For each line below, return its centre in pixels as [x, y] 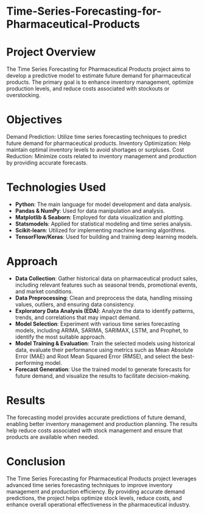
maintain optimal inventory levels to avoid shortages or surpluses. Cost [95, 150]
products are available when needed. [53, 437]
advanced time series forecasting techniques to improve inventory [90, 485]
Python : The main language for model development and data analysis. [103, 204]
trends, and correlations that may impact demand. [78, 317]
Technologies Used [56, 187]
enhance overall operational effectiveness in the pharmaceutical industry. [98, 504]
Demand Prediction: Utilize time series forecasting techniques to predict [97, 137]
